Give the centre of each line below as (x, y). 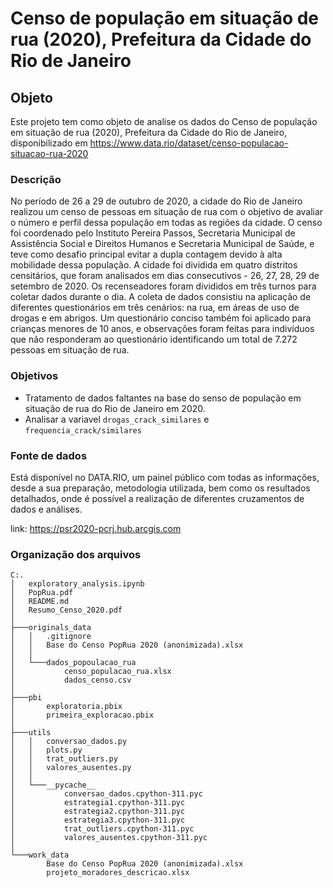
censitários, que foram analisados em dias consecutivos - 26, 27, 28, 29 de (165, 276)
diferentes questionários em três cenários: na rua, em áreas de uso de (155, 308)
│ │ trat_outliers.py (64, 759)
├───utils (31, 733)
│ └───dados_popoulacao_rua (73, 663)
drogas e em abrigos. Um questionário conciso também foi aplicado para (161, 318)
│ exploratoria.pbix (66, 707)
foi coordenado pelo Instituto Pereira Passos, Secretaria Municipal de (153, 233)
